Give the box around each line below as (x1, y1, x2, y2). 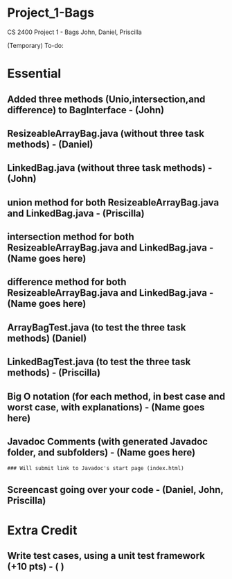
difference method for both (7, 276, 127, 288)
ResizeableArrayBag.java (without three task (7, 127, 205, 140)
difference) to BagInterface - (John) (7, 104, 165, 116)
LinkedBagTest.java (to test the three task (7, 356, 191, 368)
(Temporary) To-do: (7, 41, 64, 49)
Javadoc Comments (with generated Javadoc (7, 436, 208, 448)
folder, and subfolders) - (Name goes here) (7, 446, 196, 459)
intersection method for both (7, 231, 135, 243)
